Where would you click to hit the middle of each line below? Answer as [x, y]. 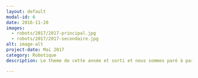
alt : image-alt [25, 45]
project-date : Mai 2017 [35, 50]
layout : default [26, 11]
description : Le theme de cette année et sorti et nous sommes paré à [95, 60]
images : [16, 28]
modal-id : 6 [21, 17]
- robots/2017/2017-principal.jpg [54, 33]
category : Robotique [32, 55]
